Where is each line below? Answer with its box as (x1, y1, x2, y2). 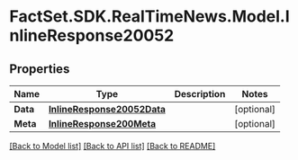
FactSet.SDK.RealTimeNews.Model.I (9, 6, 290, 27)
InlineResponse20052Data (48, 103, 167, 115)
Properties (9, 61, 70, 76)
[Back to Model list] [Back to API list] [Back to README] (9, 141, 216, 151)
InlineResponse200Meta (48, 118, 157, 129)
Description (174, 88, 226, 100)
